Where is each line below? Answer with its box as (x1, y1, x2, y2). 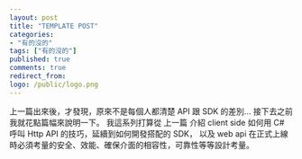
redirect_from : (9, 72, 67, 81)
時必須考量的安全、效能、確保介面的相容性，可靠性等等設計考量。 (9, 139, 254, 150)
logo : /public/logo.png (9, 80, 99, 89)
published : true (9, 55, 70, 64)
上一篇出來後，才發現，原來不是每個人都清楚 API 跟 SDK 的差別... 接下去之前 (9, 105, 293, 117)
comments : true (9, 64, 67, 73)
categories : (9, 30, 54, 39)
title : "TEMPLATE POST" (9, 22, 99, 31)
